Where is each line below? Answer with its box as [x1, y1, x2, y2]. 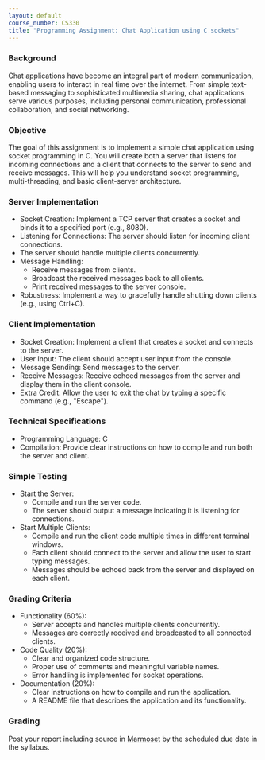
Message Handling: [19, 256, 83, 267]
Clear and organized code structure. [31, 653, 151, 663]
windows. [31, 540, 63, 549]
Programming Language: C [19, 434, 109, 443]
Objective [8, 124, 47, 135]
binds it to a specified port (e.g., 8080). [19, 223, 149, 232]
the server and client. [19, 450, 90, 460]
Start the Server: [19, 489, 74, 498]
